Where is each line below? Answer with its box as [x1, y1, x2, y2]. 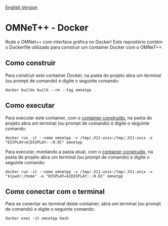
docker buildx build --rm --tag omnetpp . [5, 87, 96, 93]
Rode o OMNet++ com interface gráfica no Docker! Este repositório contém [5, 39, 163, 45]
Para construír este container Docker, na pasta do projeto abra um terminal [5, 72, 161, 78]
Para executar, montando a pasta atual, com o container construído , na [5, 148, 153, 155]
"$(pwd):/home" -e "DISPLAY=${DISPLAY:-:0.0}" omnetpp [5, 173, 123, 179]
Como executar [5, 101, 55, 110]
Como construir [5, 59, 56, 67]
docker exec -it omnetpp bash [5, 216, 69, 221]
